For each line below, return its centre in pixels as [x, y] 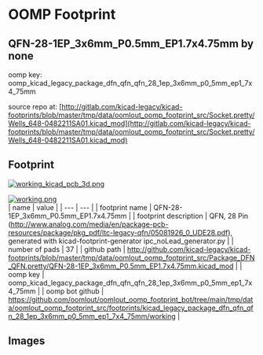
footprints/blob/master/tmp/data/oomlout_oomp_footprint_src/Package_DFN [131, 257]
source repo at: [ [35, 107]
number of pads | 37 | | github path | [67, 249]
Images [27, 341]
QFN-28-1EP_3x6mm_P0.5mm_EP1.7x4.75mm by [131, 44]
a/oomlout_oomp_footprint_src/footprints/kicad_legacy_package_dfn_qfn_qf [131, 308]
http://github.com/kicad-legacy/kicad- [189, 249]
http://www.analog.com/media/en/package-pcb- [89, 224]
